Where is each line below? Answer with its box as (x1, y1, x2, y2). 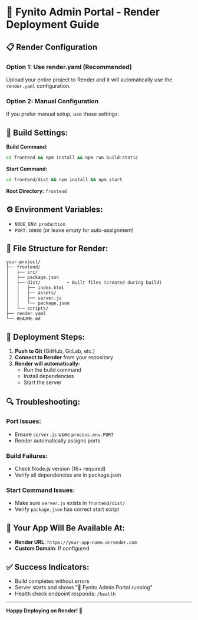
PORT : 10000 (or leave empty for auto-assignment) (14, 227, 134, 234)
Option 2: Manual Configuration (6, 97, 99, 105)
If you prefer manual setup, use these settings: (6, 110, 120, 117)
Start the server (23, 379, 62, 386)
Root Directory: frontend (6, 187, 67, 194)
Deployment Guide (6, 18, 100, 31)
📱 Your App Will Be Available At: (6, 523, 126, 533)
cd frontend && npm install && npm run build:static (6, 155, 138, 160)
